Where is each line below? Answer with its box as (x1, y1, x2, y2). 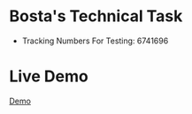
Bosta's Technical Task (9, 6, 183, 27)
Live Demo (9, 66, 88, 87)
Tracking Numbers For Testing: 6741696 (21, 35, 169, 46)
